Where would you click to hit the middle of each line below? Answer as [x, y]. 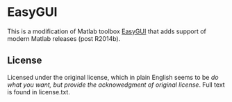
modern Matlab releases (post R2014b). [64, 38]
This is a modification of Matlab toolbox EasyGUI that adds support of [107, 31]
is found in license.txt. [39, 92]
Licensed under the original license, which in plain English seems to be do [113, 77]
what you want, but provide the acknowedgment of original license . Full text [116, 85]
